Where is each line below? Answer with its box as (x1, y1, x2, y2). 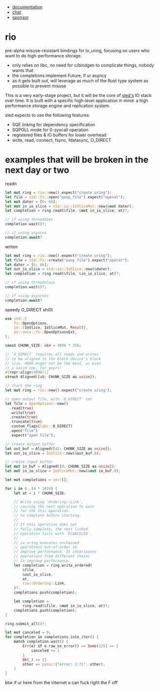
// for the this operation (14, 509, 69, 514)
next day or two (5, 165, 70, 176)
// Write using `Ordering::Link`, (14, 499, 84, 504)
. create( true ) (9, 415, 38, 420)
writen (5, 244, 18, 249)
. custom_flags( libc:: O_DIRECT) (9, 424, 73, 429)
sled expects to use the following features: (5, 112, 90, 118)
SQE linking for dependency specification (12, 121, 96, 127)
